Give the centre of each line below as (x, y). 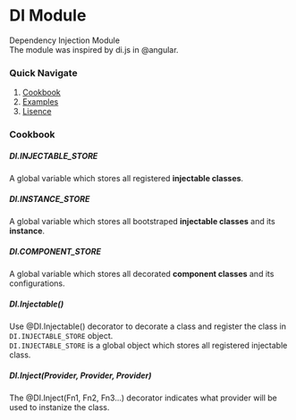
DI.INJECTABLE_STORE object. (61, 336)
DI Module (48, 16)
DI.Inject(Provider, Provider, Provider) (80, 375)
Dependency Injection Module (65, 40)
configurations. (37, 283)
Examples (40, 102)
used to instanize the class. (59, 407)
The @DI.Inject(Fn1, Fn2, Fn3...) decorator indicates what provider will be (143, 398)
